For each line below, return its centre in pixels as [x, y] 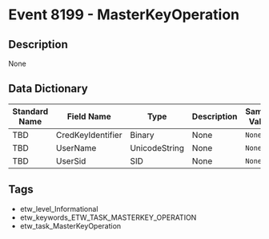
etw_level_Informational [59, 209]
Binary [142, 135]
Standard [30, 111]
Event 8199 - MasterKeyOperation [124, 15]
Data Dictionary [48, 89]
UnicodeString [157, 148]
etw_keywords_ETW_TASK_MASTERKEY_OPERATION [108, 217]
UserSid [71, 160]
